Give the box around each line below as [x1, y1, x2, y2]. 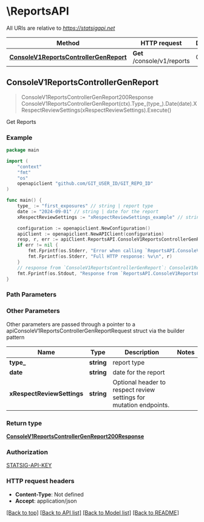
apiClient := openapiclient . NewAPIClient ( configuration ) [17, 231, 165, 237]
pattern [6, 333, 25, 341]
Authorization [6, 448, 49, 456]
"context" [17, 163, 42, 170]
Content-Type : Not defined [15, 490, 84, 498]
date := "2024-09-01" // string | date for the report [17, 208, 159, 215]
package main [6, 147, 39, 153]
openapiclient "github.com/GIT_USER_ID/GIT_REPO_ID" [17, 180, 154, 187]
